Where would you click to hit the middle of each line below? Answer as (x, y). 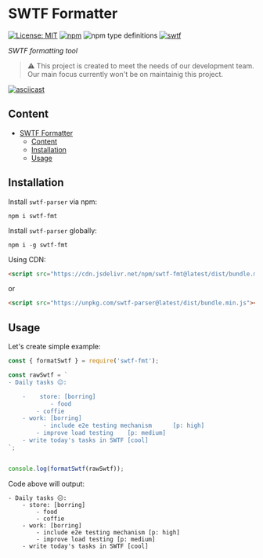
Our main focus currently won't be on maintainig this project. (125, 74)
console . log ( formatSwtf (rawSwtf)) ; (66, 469)
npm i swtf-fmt (33, 216)
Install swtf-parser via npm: (53, 202)
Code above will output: (46, 483)
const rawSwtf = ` (38, 375)
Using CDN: (27, 259)
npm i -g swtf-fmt (38, 245)
